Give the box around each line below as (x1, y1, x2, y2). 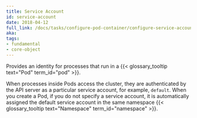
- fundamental (6, 41, 41, 47)
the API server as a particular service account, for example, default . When (6, 86, 186, 93)
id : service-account (6, 14, 57, 20)
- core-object (6, 47, 41, 53)
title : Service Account (6, 8, 64, 15)
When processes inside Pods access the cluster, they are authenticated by (6, 80, 186, 87)
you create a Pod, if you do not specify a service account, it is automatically (6, 92, 189, 99)
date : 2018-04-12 (6, 19, 49, 25)
